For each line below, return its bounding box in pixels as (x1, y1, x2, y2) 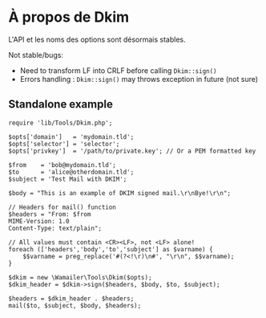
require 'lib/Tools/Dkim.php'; (8, 119, 113, 127)
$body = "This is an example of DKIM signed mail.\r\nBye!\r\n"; (8, 189, 231, 197)
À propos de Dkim (8, 8, 130, 26)
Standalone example (8, 97, 114, 112)
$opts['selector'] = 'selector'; (8, 140, 120, 148)
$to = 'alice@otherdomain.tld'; (8, 168, 135, 176)
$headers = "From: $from (8, 210, 91, 218)
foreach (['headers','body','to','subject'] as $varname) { (8, 245, 214, 253)
